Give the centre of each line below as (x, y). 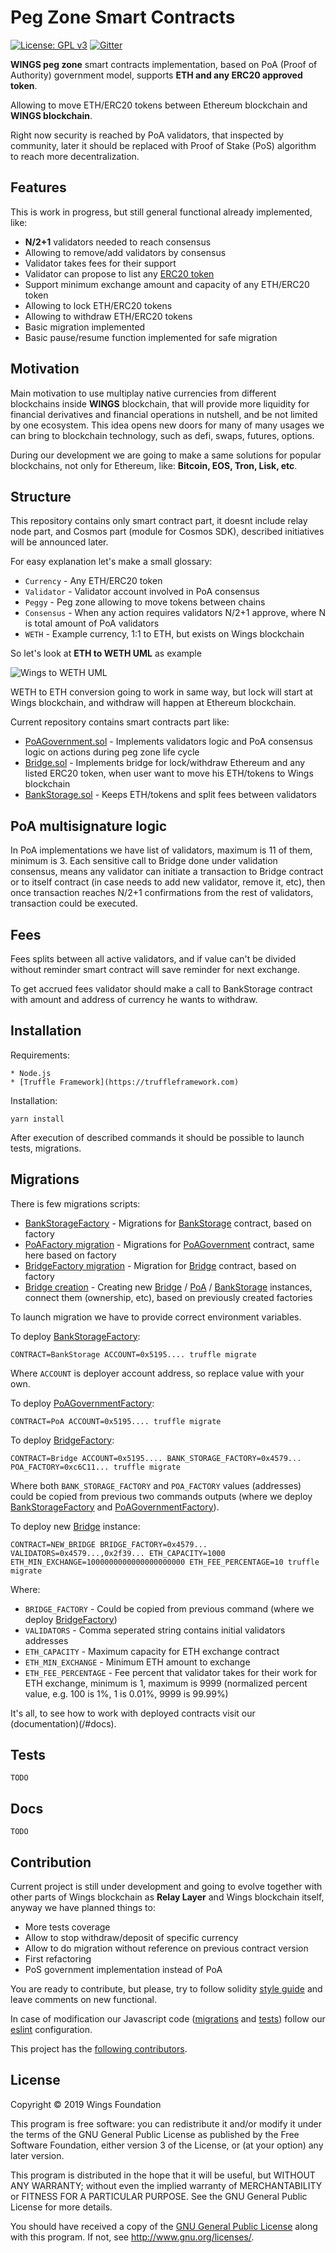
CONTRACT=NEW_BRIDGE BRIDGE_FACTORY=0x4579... (109, 1544)
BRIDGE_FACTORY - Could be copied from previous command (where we (169, 1608)
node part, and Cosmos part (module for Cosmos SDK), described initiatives (167, 532)
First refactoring (58, 1959)
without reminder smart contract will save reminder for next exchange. (155, 969)
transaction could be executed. (74, 903)
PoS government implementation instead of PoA (123, 1970)
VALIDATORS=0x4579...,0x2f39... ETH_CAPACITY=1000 (118, 1553)
